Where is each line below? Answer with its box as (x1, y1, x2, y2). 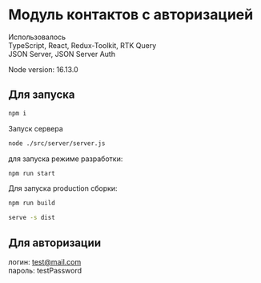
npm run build (8, 199, 56, 208)
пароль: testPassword (8, 265, 82, 275)
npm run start (8, 169, 56, 177)
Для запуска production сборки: (8, 184, 118, 193)
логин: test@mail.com (8, 257, 82, 266)
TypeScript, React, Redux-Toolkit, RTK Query (8, 40, 157, 50)
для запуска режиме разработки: (8, 154, 123, 164)
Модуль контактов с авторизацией (8, 6, 254, 24)
